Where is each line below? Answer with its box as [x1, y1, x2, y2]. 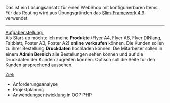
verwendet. [5, 15, 29, 21]
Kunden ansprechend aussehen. [5, 62, 73, 68]
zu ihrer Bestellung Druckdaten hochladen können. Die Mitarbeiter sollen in [5, 45, 163, 51]
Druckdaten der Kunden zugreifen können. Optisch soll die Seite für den [5, 57, 155, 62]
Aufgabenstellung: [5, 30, 44, 35]
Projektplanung [12, 87, 45, 92]
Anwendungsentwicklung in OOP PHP [12, 92, 92, 98]
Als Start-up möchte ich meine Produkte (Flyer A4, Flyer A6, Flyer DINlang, [5, 35, 162, 41]
